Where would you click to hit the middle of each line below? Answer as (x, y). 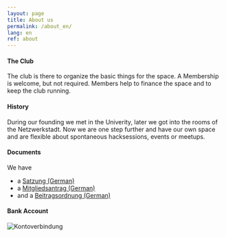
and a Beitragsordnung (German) (64, 195)
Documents (24, 153)
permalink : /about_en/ (39, 26)
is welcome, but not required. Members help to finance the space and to (109, 84)
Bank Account (28, 211)
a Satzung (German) (46, 181)
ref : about (23, 39)
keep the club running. (39, 91)
